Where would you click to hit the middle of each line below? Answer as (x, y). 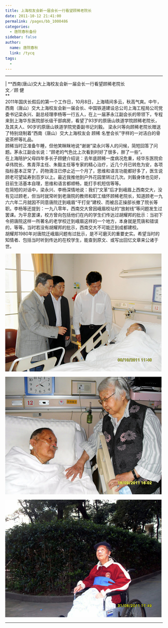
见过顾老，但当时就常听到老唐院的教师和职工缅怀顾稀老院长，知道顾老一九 (86, 196)
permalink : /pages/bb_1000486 (37, 21)
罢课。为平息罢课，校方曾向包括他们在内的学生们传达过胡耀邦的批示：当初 (82, 215)
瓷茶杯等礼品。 (20, 140)
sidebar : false (21, 37)
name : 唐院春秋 (24, 48)
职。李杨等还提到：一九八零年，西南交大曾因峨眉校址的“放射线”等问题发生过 (84, 209)
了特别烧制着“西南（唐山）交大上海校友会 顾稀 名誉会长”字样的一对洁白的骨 (83, 133)
